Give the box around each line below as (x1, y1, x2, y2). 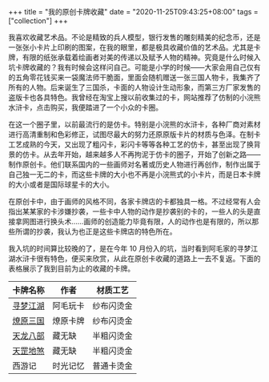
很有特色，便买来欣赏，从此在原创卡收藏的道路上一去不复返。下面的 (35, 254, 261, 263)
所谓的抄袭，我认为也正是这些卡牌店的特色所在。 (14, 227, 177, 236)
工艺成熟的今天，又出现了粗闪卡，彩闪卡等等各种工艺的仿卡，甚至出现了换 (8, 139, 254, 149)
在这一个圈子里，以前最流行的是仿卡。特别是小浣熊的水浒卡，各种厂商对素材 (8, 119, 261, 129)
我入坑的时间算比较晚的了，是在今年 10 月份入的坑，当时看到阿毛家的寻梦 (8, 243, 251, 253)
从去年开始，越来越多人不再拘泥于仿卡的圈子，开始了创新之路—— (42, 150, 261, 159)
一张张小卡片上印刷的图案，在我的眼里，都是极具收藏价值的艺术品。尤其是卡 (8, 42, 261, 52)
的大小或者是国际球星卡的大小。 (8, 179, 114, 189)
